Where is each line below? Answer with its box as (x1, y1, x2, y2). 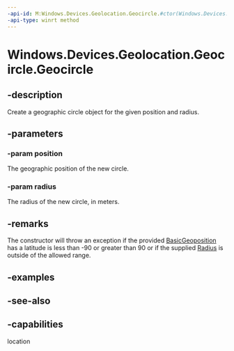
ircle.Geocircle (7, 61, 94, 77)
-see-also (7, 295, 51, 307)
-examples (7, 271, 55, 283)
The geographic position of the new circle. (7, 164, 129, 173)
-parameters (7, 127, 63, 139)
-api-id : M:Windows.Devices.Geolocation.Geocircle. (7, 10, 160, 17)
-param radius (7, 182, 57, 192)
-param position (7, 148, 63, 158)
